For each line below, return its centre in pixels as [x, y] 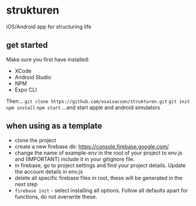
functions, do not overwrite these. [56, 197]
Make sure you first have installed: [48, 59]
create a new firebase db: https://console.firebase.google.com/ [92, 146]
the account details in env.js [49, 171]
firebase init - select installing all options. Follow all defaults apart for [101, 190]
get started [27, 45]
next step [26, 184]
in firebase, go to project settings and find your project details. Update [100, 165]
